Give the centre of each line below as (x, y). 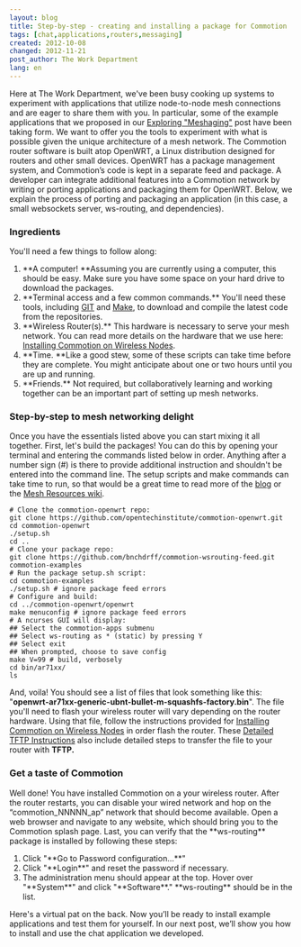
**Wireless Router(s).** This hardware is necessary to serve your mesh (156, 326)
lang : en (26, 68)
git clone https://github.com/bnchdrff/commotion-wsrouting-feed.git (142, 558)
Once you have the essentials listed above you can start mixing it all (135, 436)
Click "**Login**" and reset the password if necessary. (125, 868)
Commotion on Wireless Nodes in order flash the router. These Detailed (142, 731)
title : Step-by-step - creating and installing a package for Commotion (148, 26)
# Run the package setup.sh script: (78, 573)
